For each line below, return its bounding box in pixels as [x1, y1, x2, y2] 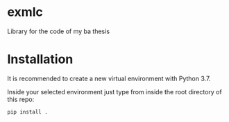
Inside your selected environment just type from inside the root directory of [7, 87, 222, 96]
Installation [7, 51, 74, 67]
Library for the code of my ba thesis [7, 27, 110, 35]
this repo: [7, 95, 35, 103]
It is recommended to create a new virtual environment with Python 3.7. [7, 74, 211, 82]
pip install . [7, 108, 49, 115]
